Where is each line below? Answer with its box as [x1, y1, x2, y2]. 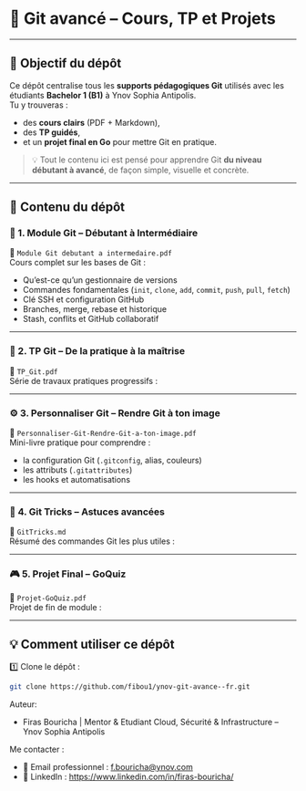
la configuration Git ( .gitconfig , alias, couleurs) [22, 455, 202, 466]
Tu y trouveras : [9, 99, 68, 110]
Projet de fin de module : [9, 601, 102, 612]
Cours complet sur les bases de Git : [9, 257, 147, 268]
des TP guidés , [22, 127, 80, 138]
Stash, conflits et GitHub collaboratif [22, 314, 159, 325]
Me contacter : [9, 744, 65, 755]
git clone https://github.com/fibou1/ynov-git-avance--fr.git [9, 682, 250, 692]
